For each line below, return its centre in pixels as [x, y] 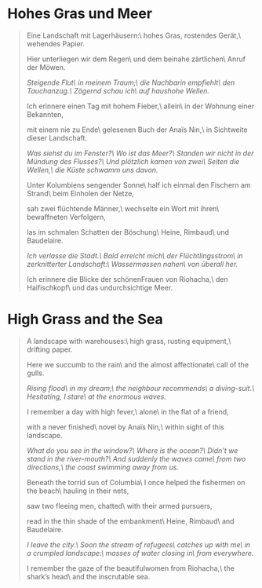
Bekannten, [45, 114]
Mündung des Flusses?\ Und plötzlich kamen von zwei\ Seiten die [133, 161]
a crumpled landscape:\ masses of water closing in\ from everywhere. [140, 553]
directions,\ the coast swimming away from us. [103, 467]
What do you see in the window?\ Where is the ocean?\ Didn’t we [132, 450]
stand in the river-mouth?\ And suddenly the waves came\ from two [136, 458]
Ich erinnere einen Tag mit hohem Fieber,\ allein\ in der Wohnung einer [140, 106]
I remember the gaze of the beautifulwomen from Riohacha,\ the [130, 568]
